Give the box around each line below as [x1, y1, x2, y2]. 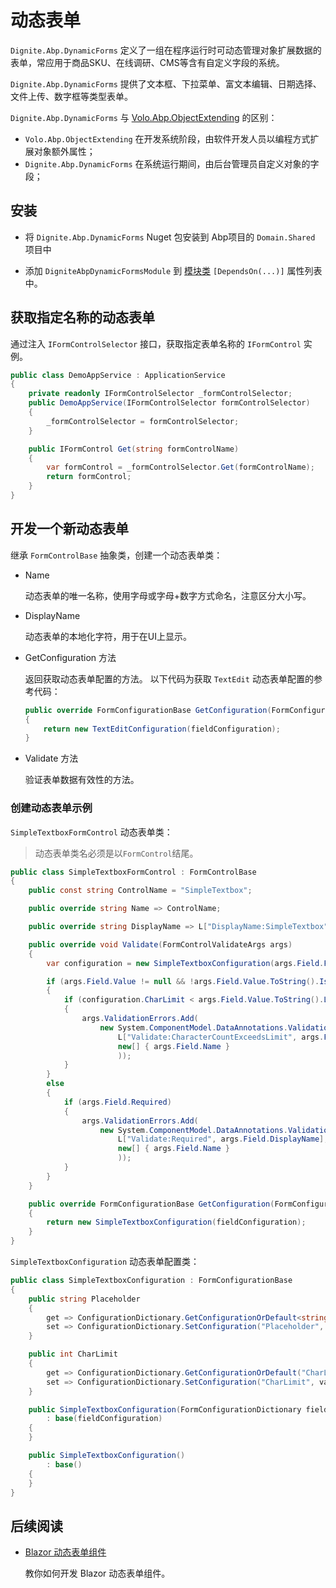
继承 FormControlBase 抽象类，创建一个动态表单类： [10, 549, 223, 561]
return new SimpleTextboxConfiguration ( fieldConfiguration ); [46, 1217, 307, 1228]
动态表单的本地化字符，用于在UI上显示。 [24, 630, 192, 642]
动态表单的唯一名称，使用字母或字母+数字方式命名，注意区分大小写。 [24, 589, 312, 601]
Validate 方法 [24, 752, 79, 765]
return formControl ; [46, 472, 132, 482]
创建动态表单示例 [10, 801, 93, 815]
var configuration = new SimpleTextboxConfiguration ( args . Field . [46, 958, 325, 968]
